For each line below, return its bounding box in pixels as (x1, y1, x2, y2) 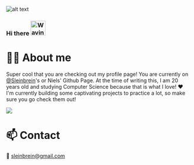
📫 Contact (6, 129, 60, 142)
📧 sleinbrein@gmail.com (6, 152, 65, 159)
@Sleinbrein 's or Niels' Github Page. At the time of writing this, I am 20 (6, 77, 179, 84)
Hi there (6, 29, 30, 37)
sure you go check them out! (6, 95, 76, 103)
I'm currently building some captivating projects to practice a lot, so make (6, 89, 186, 96)
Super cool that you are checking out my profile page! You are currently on (6, 70, 189, 77)
